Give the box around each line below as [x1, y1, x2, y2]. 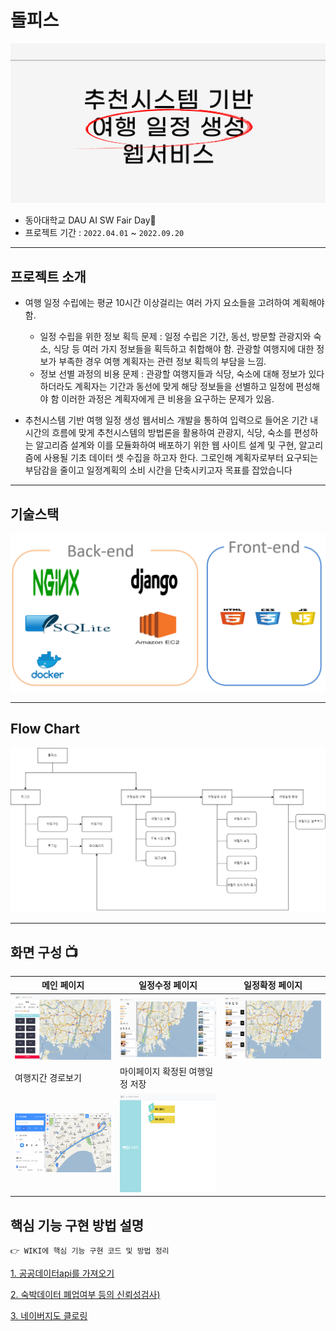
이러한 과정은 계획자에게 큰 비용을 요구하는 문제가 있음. [61, 393, 275, 405]
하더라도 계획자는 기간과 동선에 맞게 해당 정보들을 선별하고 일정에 [39, 381, 294, 393]
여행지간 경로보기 [14, 1072, 82, 1084]
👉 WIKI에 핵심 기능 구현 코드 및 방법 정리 [10, 1246, 170, 1256]
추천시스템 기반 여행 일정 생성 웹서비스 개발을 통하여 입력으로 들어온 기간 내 [24, 414, 319, 426]
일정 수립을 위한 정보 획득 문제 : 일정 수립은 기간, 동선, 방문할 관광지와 [39, 331, 312, 343]
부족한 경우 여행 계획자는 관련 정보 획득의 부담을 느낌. [58, 356, 267, 368]
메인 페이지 [41, 979, 85, 991]
